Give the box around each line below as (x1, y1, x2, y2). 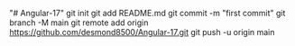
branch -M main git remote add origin (9, 17, 149, 28)
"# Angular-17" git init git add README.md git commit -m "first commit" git (9, 8, 286, 18)
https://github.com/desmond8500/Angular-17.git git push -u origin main (9, 27, 275, 37)
